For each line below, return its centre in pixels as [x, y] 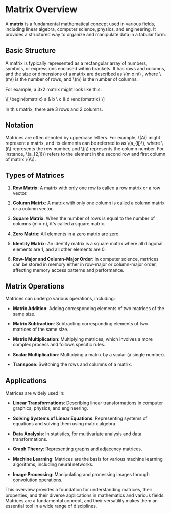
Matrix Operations [35, 286]
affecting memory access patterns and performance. [68, 270]
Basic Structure [31, 50]
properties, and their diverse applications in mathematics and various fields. [85, 495]
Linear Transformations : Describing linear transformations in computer [88, 403]
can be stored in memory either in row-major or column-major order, [85, 264]
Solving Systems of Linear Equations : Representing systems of [80, 418]
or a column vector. [33, 209]
